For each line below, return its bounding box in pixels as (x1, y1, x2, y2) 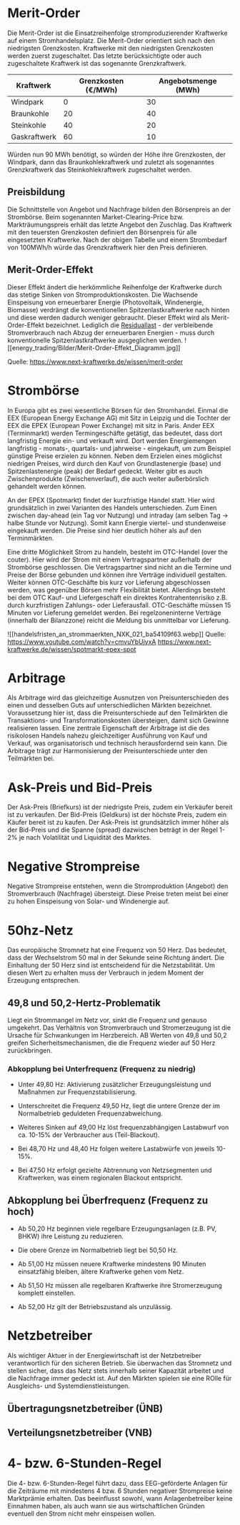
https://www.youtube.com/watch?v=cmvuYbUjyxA (7, 637, 156, 646)
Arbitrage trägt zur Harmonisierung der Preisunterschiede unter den (7, 747, 208, 755)
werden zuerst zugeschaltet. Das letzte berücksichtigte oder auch (7, 51, 202, 60)
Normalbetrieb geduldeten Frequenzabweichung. (17, 1109, 163, 1118)
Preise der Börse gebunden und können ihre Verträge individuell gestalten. (7, 570, 227, 579)
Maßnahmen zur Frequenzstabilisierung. (17, 1088, 137, 1096)
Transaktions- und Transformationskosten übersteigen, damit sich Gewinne (7, 716, 230, 725)
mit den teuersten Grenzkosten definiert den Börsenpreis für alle (7, 227, 197, 237)
